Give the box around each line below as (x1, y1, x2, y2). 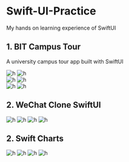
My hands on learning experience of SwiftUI (6, 24, 116, 31)
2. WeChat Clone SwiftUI (6, 100, 101, 110)
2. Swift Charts (6, 133, 64, 143)
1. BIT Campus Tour (6, 42, 81, 52)
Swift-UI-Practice (6, 4, 96, 18)
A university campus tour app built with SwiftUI (6, 57, 124, 65)
